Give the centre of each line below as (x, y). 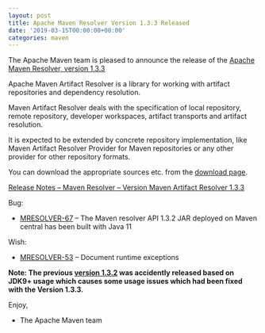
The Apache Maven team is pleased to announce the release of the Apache (132, 60)
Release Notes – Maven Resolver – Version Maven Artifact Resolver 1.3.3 (126, 188)
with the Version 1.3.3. (46, 289)
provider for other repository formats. (69, 157)
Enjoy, (18, 305)
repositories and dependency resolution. (75, 93)
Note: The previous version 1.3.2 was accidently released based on (121, 273)
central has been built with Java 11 (76, 227)
